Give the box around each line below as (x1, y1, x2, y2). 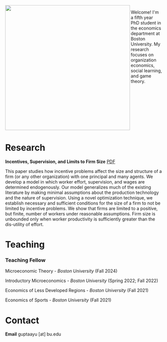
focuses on (131, 52, 154, 57)
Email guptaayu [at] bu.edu (5, 331, 61, 337)
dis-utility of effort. (5, 221, 44, 227)
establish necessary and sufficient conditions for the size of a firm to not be (5, 200, 161, 206)
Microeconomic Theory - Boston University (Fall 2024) (5, 268, 118, 274)
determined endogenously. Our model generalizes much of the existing (5, 184, 151, 190)
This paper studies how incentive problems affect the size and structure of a (5, 168, 162, 174)
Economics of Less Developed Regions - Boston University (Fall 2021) (5, 287, 149, 293)
